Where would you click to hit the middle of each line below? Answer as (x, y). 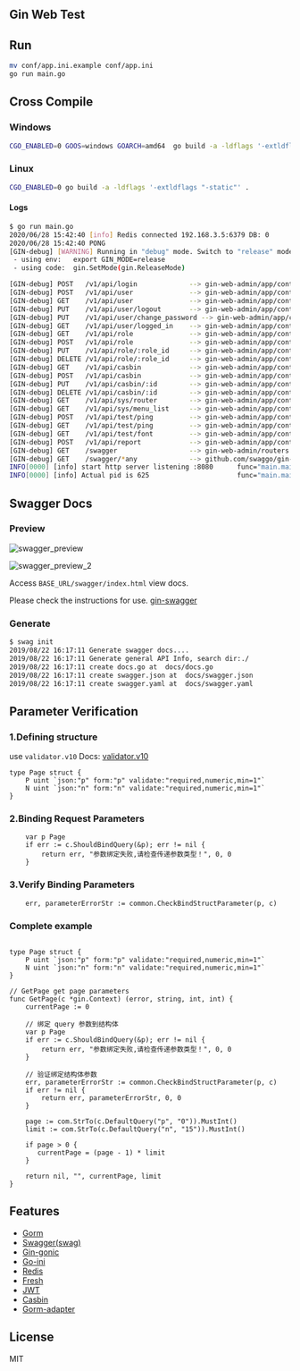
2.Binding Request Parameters (77, 818)
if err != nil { (56, 1090)
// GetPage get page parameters (69, 991)
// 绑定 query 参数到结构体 (72, 1024)
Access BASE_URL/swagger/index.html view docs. (99, 583)
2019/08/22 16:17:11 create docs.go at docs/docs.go (112, 667)
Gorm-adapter (49, 1308)
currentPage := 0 (58, 1007)
